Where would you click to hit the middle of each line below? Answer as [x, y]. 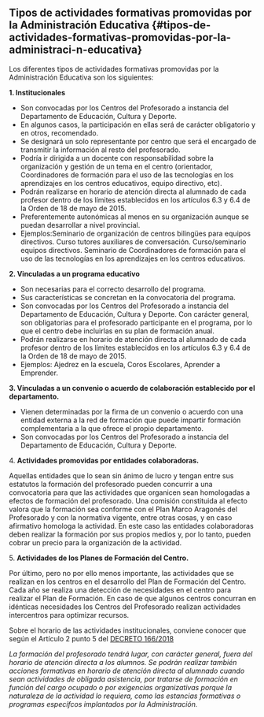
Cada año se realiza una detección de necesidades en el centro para [120, 589]
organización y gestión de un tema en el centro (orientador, [116, 166]
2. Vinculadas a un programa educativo [75, 273]
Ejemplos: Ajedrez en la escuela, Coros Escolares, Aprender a [120, 364]
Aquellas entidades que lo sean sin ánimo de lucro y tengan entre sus [121, 475]
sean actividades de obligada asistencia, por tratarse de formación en [124, 679]
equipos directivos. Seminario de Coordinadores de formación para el [133, 250]
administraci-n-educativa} [76, 50]
